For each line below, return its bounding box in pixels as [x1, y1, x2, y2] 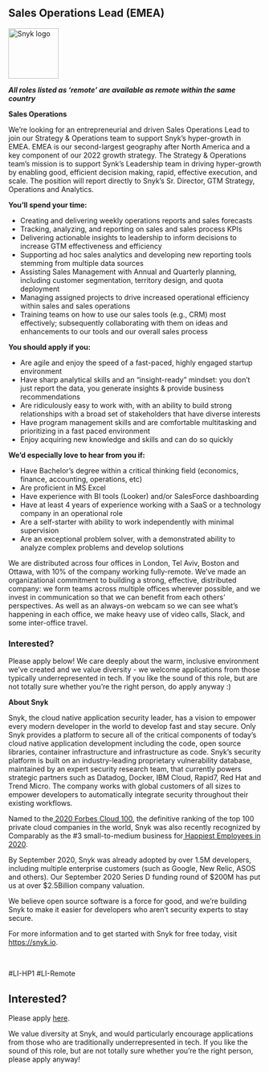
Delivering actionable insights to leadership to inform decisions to [19, 232, 237, 242]
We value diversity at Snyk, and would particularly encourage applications [8, 1029, 254, 1038]
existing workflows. [8, 799, 73, 808]
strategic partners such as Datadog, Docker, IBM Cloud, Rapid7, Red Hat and [8, 773, 262, 783]
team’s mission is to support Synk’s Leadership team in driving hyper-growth [8, 158, 262, 168]
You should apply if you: [8, 342, 91, 352]
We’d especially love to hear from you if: [8, 450, 146, 460]
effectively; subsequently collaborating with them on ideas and [19, 317, 229, 328]
